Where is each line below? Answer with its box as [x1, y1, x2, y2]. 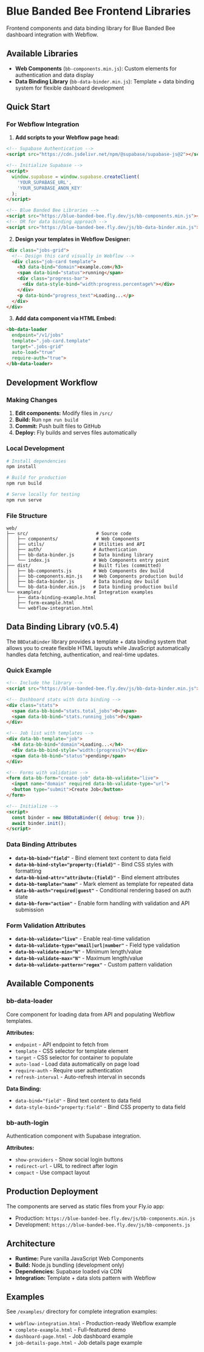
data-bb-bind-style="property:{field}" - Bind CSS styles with [15, 860, 174, 868]
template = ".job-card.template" [12, 338, 91, 344]
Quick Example [6, 666, 52, 674]
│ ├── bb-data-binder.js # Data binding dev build [6, 579, 159, 585]
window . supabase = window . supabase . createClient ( [12, 174, 140, 180]
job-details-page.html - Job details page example [15, 1339, 143, 1347]
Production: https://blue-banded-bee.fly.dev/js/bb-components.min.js [15, 1214, 195, 1222]
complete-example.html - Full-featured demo [15, 1326, 126, 1334]
